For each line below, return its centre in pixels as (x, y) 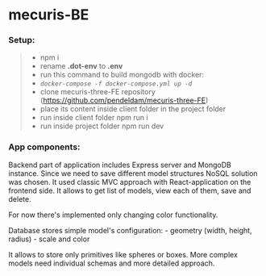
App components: (44, 147)
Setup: (22, 40)
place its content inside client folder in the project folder (133, 109)
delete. (20, 199)
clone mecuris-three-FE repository (98, 92)
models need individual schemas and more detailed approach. (112, 263)
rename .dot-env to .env (81, 66)
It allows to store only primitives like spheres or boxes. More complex (123, 254)
